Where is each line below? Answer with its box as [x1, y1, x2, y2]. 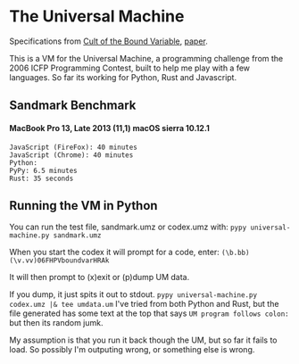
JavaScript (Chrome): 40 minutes [9, 150, 134, 160]
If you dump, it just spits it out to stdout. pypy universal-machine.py [9, 289, 257, 300]
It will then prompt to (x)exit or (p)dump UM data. [9, 272, 190, 283]
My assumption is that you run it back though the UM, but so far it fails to [9, 335, 278, 345]
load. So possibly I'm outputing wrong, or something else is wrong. [9, 344, 255, 355]
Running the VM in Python [9, 198, 158, 213]
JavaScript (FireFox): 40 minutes [9, 143, 138, 152]
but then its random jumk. [9, 318, 104, 328]
